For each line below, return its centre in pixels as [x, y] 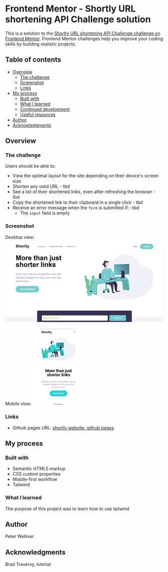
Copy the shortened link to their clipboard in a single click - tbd [77, 202]
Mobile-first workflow [35, 479]
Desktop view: [20, 237]
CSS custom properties [37, 474]
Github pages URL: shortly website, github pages [63, 427]
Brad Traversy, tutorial [28, 564]
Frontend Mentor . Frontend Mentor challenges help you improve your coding [84, 39]
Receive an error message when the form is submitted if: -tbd [76, 208]
